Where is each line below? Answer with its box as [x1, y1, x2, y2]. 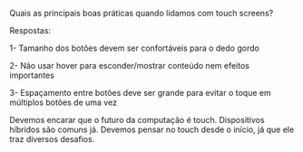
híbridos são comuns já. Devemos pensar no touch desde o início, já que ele [9, 124, 295, 135]
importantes [9, 70, 54, 81]
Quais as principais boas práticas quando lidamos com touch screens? [9, 8, 274, 18]
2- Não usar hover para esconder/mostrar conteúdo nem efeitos [9, 61, 249, 71]
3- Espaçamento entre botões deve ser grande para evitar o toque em [9, 88, 271, 98]
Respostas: [9, 25, 52, 35]
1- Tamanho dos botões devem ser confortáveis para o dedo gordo [9, 43, 260, 53]
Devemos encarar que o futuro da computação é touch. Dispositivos [9, 115, 265, 125]
